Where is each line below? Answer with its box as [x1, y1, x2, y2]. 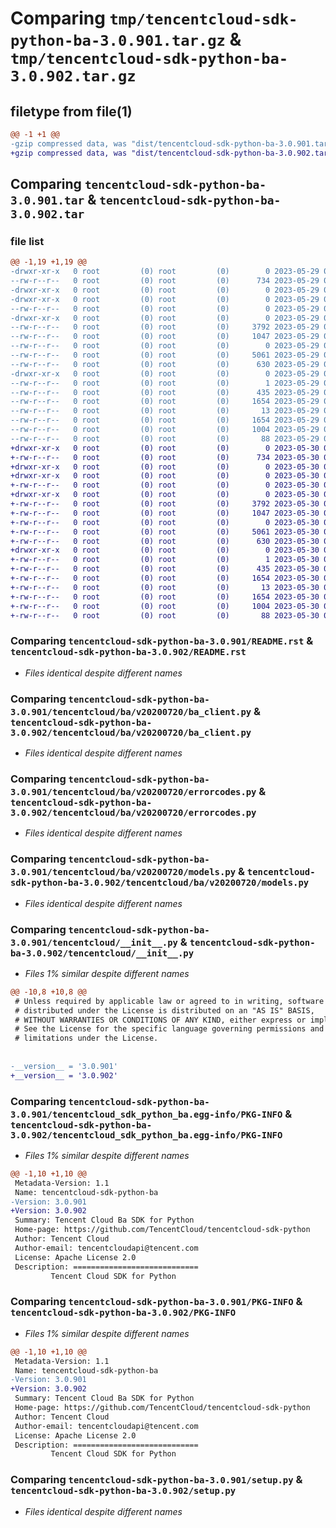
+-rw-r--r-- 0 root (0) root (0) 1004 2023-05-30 [10, 601, 320, 611]
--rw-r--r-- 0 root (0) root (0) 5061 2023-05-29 [10, 350, 320, 361]
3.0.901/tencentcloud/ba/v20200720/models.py [10, 867, 237, 878]
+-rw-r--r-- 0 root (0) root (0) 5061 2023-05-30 [10, 527, 320, 537]
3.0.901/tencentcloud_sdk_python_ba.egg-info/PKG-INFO [10, 1108, 283, 1120]
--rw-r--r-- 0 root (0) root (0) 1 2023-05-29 [10, 378, 320, 388]
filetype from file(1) [10, 103, 133, 120]
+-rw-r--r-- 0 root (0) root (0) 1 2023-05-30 [10, 555, 320, 565]
